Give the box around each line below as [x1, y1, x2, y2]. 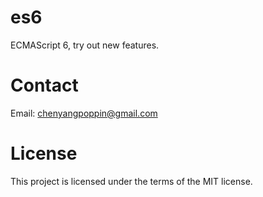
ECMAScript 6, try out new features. [10, 39, 160, 51]
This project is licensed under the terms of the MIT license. [10, 175, 253, 187]
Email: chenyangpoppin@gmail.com [10, 107, 158, 119]
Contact [10, 74, 79, 97]
